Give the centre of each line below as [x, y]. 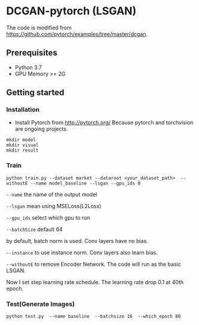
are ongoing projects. [41, 129]
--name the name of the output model [52, 194]
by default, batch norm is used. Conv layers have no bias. [77, 240]
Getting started [35, 93]
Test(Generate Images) [40, 304]
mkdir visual [22, 145]
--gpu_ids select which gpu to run [48, 218]
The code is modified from [39, 28]
